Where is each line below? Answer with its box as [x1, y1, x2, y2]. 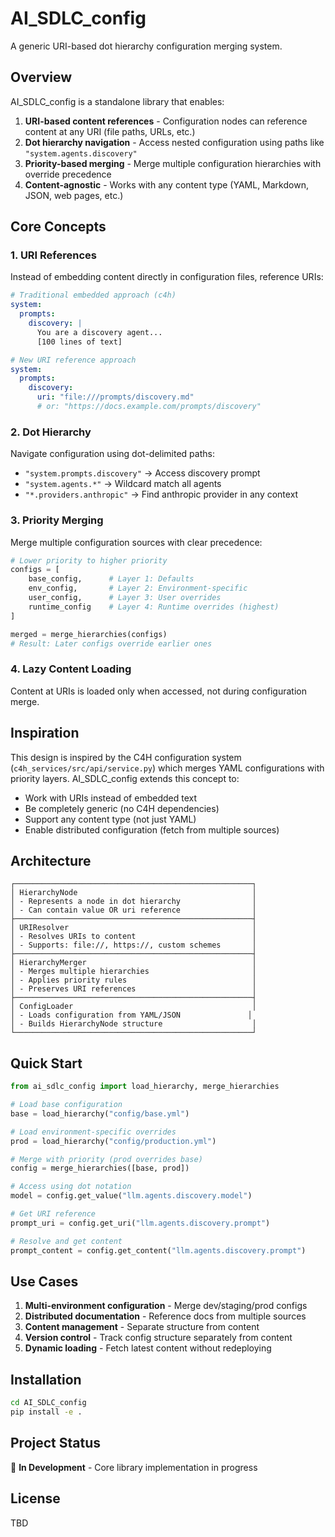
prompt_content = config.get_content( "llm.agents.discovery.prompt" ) [10, 1245, 307, 1256]
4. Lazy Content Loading [10, 662, 132, 676]
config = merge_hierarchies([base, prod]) [10, 1163, 190, 1174]
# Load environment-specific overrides [10, 1127, 177, 1137]
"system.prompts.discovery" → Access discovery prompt [24, 467, 261, 479]
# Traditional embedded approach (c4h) [10, 290, 177, 301]
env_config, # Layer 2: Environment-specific [28, 583, 248, 594]
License [10, 1490, 61, 1507]
